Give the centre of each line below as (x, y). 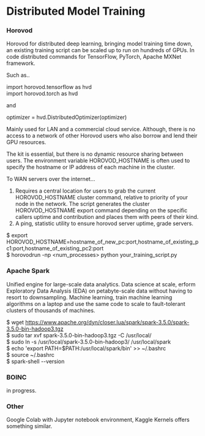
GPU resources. (26, 142)
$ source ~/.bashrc (31, 354)
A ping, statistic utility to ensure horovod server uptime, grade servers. (104, 224)
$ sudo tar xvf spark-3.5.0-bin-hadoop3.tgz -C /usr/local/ (79, 335)
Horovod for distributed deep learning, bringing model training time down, (99, 44)
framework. (21, 63)
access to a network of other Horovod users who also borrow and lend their (102, 136)
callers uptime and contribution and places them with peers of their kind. (107, 217)
